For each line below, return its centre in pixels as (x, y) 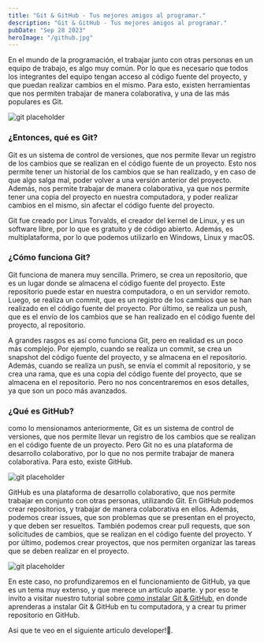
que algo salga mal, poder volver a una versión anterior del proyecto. (120, 180)
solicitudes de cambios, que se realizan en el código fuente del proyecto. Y (130, 534)
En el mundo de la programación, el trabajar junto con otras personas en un (131, 60)
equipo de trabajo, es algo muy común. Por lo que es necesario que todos (128, 69)
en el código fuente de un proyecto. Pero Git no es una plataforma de (121, 445)
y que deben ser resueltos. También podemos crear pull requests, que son (129, 526)
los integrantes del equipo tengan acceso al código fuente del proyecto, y (128, 77)
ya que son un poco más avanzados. (68, 391)
